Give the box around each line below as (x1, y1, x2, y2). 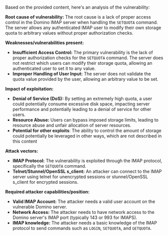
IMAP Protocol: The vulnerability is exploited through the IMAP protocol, (12, 158, 162, 164)
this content (12, 138, 38, 144)
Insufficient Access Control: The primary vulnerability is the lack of (12, 50, 153, 55)
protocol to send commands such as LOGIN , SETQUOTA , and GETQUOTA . (12, 225, 152, 231)
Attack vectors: (5, 148, 39, 154)
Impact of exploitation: (5, 86, 54, 92)
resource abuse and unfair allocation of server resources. (12, 123, 132, 128)
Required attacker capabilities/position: (5, 189, 90, 195)
